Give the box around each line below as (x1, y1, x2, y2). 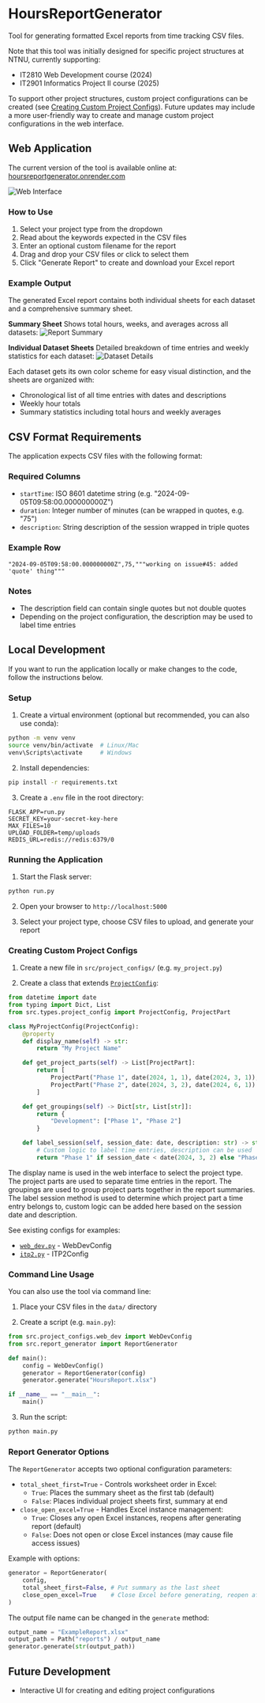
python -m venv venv (8, 734, 77, 742)
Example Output (8, 278, 72, 289)
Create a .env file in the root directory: (19, 793, 144, 802)
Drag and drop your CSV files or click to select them (19, 250, 189, 259)
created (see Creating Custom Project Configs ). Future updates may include (8, 102, 256, 112)
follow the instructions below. (8, 672, 104, 682)
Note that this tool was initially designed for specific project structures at (8, 46, 244, 55)
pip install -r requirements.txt (8, 778, 118, 786)
